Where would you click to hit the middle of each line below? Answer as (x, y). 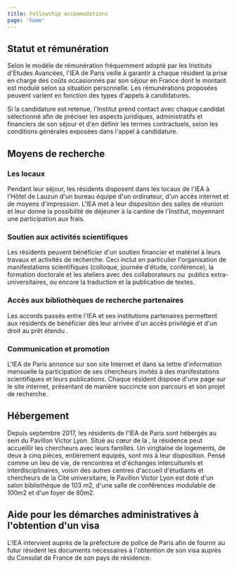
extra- (219, 275)
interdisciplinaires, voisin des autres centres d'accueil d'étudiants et (105, 470)
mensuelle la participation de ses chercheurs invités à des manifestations (113, 371)
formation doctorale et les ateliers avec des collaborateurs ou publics (108, 275)
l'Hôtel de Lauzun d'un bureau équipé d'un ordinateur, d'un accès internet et (118, 196)
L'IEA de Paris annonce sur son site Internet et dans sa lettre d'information (115, 364)
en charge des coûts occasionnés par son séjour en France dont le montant (117, 81)
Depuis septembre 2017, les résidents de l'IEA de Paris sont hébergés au (112, 433)
